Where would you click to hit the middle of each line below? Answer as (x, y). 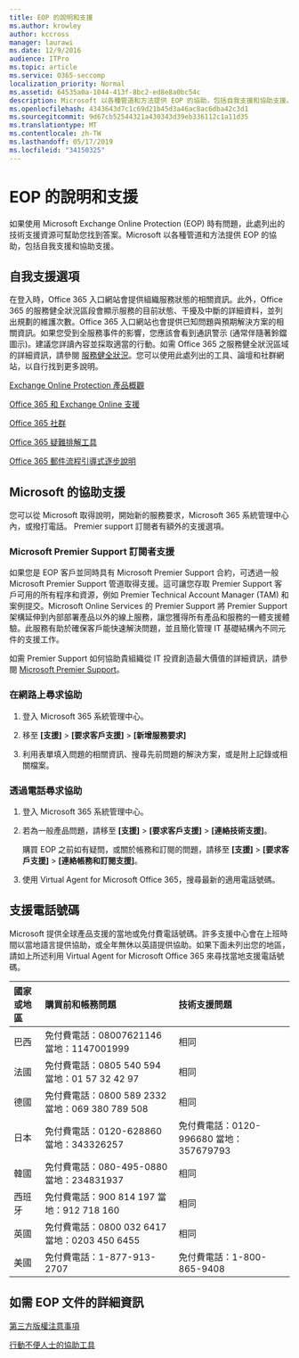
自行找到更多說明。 (68, 366)
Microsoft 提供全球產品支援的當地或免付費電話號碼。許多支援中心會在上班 (145, 934)
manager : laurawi (41, 42)
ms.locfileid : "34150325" (57, 150)
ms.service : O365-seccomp (57, 76)
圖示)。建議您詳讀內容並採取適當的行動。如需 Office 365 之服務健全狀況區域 (149, 344)
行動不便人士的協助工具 (52, 1345)
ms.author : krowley (45, 26)
